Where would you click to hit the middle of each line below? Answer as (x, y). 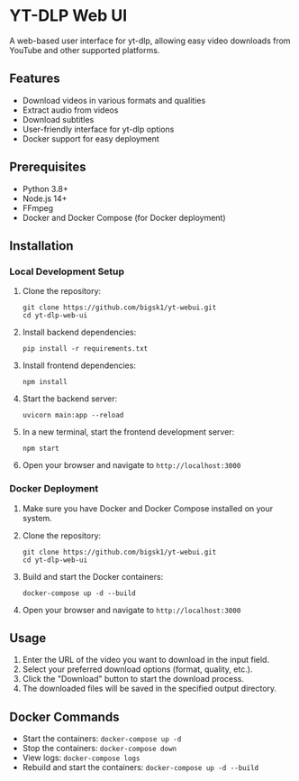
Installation (41, 246)
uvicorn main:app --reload (73, 416)
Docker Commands (64, 717)
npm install (45, 382)
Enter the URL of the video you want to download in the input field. (146, 660)
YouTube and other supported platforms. (85, 50)
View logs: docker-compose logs (81, 758)
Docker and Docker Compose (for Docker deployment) (124, 217)
